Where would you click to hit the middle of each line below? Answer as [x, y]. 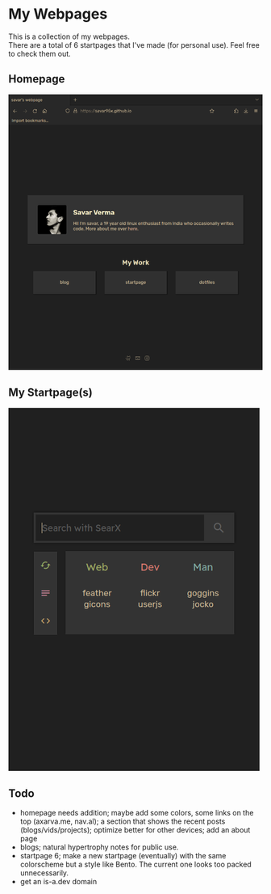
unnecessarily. [44, 873]
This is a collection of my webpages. [69, 36]
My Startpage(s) [50, 393]
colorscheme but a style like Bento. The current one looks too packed [135, 864]
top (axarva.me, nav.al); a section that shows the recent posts [123, 821]
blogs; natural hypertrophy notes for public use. [99, 847]
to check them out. [40, 53]
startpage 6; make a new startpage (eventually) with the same [123, 856]
